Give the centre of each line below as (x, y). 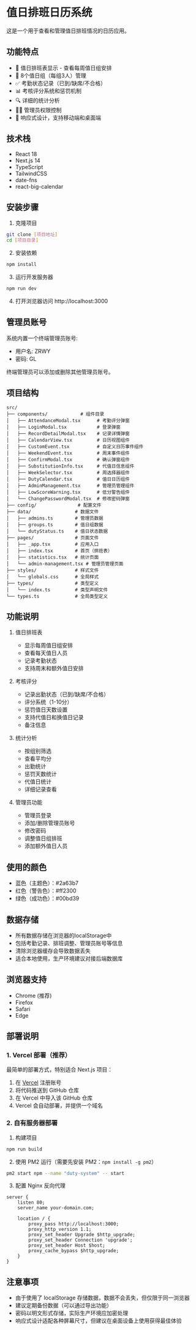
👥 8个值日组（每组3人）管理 (51, 75)
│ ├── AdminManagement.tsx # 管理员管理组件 (70, 486)
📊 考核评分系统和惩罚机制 (48, 91)
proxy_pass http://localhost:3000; (74, 1224)
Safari (23, 1009)
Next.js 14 (28, 161)
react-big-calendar (39, 186)
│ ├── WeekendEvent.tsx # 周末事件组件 (68, 453)
